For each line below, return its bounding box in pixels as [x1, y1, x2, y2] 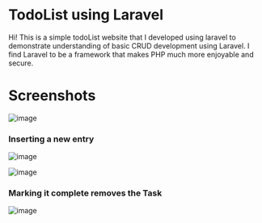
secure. [8, 58, 34, 68]
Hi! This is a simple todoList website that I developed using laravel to [8, 32, 236, 42]
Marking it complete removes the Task [8, 187, 163, 199]
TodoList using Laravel [8, 6, 164, 24]
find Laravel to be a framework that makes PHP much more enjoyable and [8, 49, 254, 59]
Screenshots [8, 86, 96, 105]
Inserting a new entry [8, 133, 95, 145]
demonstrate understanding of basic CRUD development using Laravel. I [8, 40, 250, 50]
